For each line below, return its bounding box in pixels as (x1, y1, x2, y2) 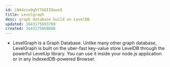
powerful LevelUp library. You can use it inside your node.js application (12, 51, 162, 57)
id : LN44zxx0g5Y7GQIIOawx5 (5, 7, 63, 13)
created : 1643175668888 (5, 26, 56, 31)
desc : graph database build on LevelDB (5, 17, 90, 22)
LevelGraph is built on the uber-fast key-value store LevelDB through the (12, 45, 165, 51)
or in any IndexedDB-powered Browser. (12, 56, 96, 62)
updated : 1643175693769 (5, 21, 56, 27)
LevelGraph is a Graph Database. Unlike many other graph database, (12, 40, 157, 46)
